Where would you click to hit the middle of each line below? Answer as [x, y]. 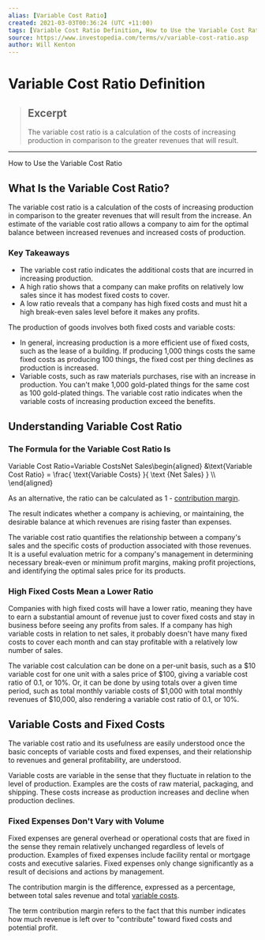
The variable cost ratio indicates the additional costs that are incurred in [136, 270]
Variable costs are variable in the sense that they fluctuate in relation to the [130, 776]
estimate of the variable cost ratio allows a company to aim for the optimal [129, 224]
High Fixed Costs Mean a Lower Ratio [81, 591]
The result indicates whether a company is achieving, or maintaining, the [126, 513]
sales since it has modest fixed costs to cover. [94, 295]
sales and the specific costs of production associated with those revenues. [130, 546]
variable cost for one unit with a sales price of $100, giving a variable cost [128, 674]
